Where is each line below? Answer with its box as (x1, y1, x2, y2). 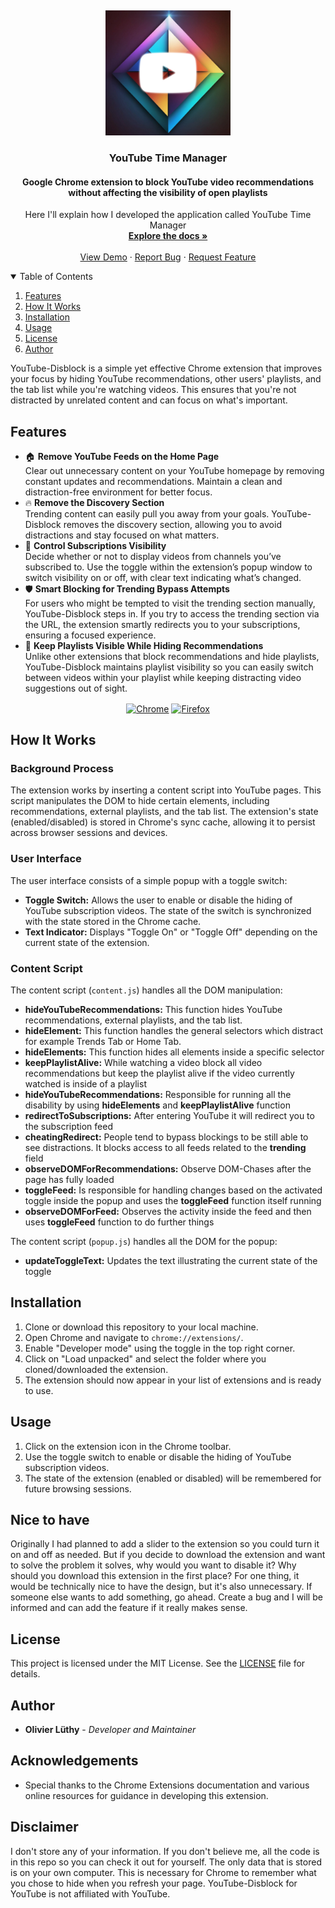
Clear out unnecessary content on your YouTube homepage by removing (24, 464, 325, 476)
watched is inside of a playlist (24, 1077, 147, 1090)
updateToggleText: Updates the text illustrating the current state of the (24, 1254, 318, 1266)
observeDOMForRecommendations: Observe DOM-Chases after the (24, 1162, 312, 1175)
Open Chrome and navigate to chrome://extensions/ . (24, 1331, 244, 1343)
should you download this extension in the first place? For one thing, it (10, 1570, 300, 1582)
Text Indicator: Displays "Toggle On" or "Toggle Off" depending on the (24, 926, 318, 938)
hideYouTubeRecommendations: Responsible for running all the (24, 1088, 292, 1100)
